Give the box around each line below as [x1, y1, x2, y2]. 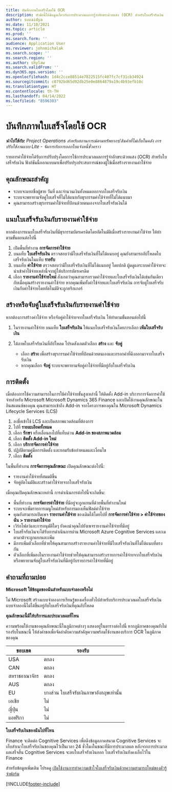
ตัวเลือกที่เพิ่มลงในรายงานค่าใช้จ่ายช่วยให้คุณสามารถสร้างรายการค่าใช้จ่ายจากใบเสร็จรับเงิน [13, 552, 163, 558]
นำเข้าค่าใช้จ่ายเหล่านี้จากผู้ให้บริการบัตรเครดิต [13, 268, 89, 274]
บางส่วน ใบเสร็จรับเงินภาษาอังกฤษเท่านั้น [44, 689, 122, 696]
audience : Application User [6, 41, 66, 46]
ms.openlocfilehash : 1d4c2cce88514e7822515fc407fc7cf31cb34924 [6, 74, 144, 80]
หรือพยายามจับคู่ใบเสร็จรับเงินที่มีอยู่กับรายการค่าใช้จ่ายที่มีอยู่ [13, 558, 113, 564]
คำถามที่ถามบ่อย [6, 573, 46, 581]
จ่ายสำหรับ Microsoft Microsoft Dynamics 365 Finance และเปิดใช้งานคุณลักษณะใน [6, 397, 163, 403]
